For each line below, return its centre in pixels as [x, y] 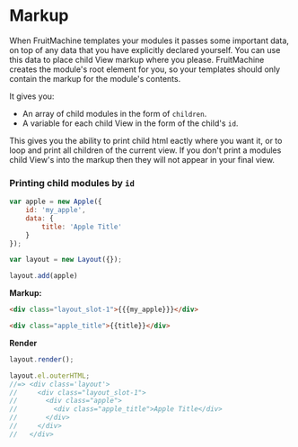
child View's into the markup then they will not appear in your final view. [142, 159]
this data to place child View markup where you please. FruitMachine [137, 59]
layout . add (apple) [44, 276]
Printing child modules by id [72, 183]
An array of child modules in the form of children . [114, 113]
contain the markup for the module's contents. [95, 78]
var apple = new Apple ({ [56, 202]
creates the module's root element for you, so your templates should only [145, 69]
